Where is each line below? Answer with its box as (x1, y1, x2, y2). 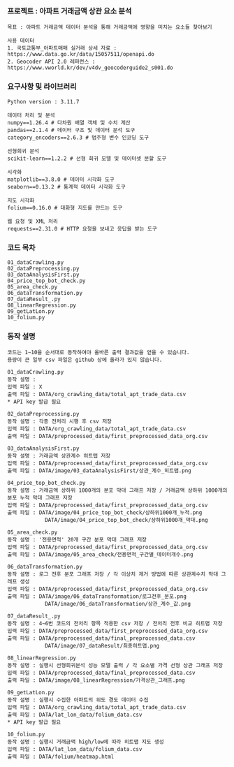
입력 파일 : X (7, 383, 43, 390)
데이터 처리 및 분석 (7, 112, 55, 119)
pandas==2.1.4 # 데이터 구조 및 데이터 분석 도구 (7, 126, 136, 133)
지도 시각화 (7, 197, 35, 204)
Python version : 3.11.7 (7, 98, 80, 105)
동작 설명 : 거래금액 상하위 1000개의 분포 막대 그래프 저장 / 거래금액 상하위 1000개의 (7, 487, 228, 494)
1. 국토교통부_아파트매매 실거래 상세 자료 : (7, 45, 117, 52)
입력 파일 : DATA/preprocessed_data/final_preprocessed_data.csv (7, 669, 196, 677)
